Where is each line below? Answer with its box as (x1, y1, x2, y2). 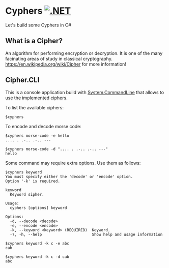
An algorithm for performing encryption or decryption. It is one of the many (5, 50, 163, 56)
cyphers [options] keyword (10, 205, 67, 211)
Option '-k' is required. (5, 178, 60, 184)
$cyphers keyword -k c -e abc (5, 241, 70, 246)
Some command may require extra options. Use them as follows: (5, 160, 141, 166)
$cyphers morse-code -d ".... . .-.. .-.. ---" (5, 146, 108, 152)
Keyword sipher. (10, 192, 44, 197)
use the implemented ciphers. (5, 95, 68, 101)
